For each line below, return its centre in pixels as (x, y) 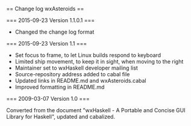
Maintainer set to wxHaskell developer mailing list (77, 68)
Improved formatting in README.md (60, 87)
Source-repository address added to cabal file (72, 74)
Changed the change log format (55, 32)
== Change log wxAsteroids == (45, 9)
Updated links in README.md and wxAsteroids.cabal (80, 81)
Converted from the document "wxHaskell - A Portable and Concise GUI (96, 110)
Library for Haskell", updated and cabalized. (61, 117)
